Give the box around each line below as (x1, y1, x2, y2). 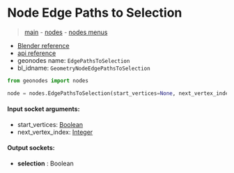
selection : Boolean (17, 159, 75, 168)
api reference (17, 49, 56, 57)
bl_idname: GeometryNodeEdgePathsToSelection (17, 63, 151, 72)
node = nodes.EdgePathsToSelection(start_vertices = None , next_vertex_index (7, 89, 232, 97)
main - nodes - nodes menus (24, 28, 108, 36)
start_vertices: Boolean (17, 120, 84, 128)
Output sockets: (7, 144, 55, 152)
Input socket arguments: (7, 105, 80, 113)
